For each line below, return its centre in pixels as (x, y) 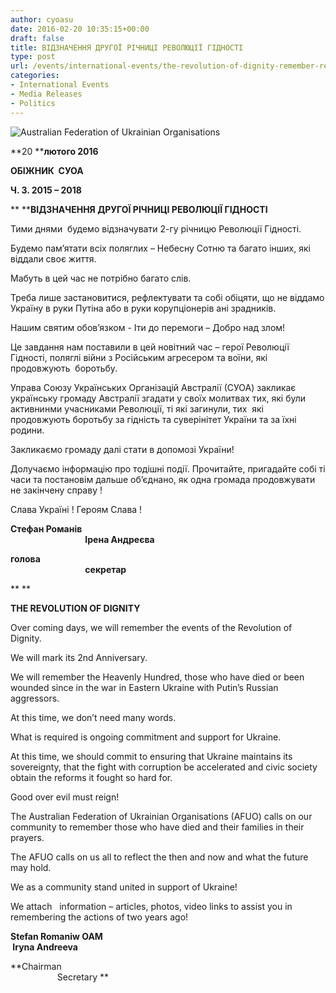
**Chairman (36, 966)
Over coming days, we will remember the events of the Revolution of (151, 627)
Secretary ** (82, 977)
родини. (27, 430)
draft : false (37, 38)
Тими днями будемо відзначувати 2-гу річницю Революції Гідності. (156, 228)
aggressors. (35, 698)
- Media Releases (46, 94)
